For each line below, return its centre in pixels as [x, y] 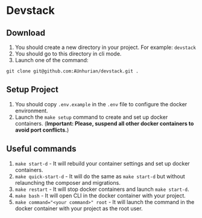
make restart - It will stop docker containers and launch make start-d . [102, 189]
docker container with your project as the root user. [79, 208]
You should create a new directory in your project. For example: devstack [105, 47]
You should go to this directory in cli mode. [68, 54]
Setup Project [33, 90]
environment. [31, 111]
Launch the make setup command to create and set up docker [91, 117]
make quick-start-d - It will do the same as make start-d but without [100, 176]
